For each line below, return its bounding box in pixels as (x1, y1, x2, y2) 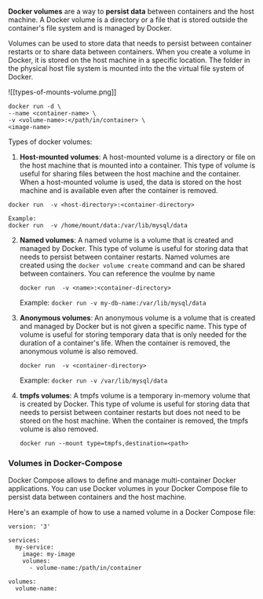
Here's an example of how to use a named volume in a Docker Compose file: (8, 508, 256, 517)
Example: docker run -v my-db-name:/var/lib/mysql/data (19, 298, 206, 307)
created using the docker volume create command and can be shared (19, 261, 246, 270)
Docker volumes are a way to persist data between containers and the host (8, 7, 254, 16)
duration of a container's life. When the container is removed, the (19, 338, 231, 347)
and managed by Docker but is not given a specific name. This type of (19, 322, 247, 331)
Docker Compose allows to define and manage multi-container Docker (8, 475, 237, 485)
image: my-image (22, 550, 76, 558)
